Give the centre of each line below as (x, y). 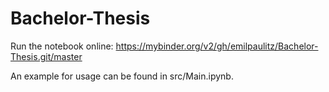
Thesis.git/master (46, 56)
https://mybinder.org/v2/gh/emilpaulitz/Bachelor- (217, 46)
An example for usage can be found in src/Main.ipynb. (122, 76)
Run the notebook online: (62, 46)
